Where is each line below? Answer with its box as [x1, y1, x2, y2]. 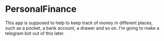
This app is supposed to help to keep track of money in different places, [5, 20, 153, 26]
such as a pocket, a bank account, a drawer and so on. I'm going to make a [5, 25, 160, 31]
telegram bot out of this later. [5, 30, 65, 36]
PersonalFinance [5, 3, 77, 15]
